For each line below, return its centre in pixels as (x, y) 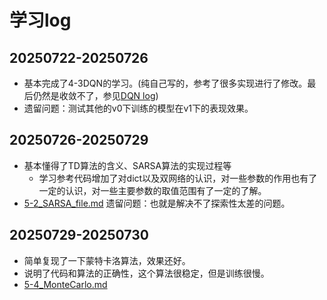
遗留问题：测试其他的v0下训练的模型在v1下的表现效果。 (138, 108)
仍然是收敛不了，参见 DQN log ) (95, 95)
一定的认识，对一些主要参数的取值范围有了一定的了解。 (152, 190)
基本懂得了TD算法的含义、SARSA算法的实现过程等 (127, 165)
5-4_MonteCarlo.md (65, 284)
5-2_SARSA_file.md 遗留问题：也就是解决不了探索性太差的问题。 (157, 203)
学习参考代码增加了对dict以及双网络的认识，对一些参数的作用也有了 (178, 178)
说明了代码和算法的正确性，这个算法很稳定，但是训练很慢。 (146, 273)
